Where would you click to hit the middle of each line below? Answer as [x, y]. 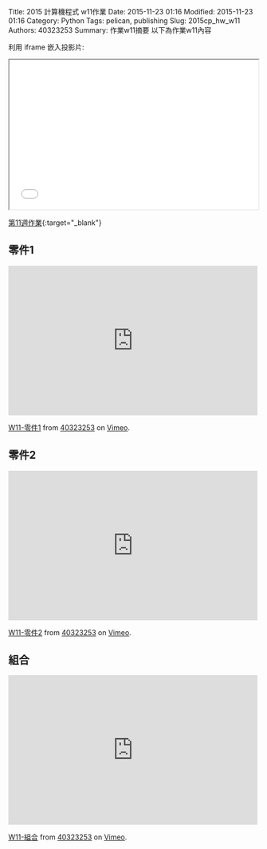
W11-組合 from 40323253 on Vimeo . [68, 837]
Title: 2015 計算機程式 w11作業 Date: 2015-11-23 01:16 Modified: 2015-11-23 [131, 12]
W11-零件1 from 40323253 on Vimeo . [69, 427]
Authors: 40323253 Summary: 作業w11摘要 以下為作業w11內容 [110, 30]
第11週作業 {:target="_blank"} [55, 223]
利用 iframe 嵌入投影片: [47, 47]
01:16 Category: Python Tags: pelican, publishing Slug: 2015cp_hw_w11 [124, 21]
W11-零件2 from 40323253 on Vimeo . [70, 632]
